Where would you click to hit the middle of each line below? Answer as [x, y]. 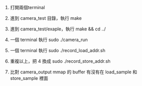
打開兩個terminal [28, 7]
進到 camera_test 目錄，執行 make [46, 18]
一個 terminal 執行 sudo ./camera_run [49, 40]
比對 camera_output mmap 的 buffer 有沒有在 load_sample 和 [74, 72]
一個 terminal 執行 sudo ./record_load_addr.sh [58, 50]
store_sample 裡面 [29, 78]
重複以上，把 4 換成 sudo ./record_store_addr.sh [60, 61]
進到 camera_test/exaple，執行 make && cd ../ [58, 29]
